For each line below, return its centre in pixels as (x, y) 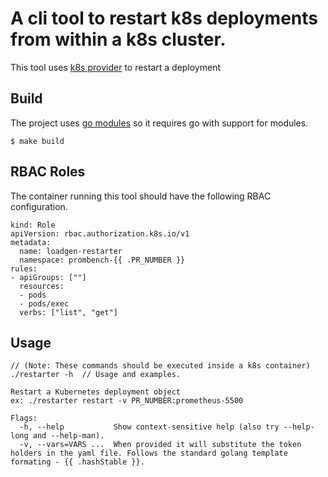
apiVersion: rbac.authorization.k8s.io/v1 (100, 233)
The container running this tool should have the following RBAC (141, 196)
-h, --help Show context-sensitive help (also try (149, 427)
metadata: (31, 242)
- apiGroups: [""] (48, 277)
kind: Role (33, 225)
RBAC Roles (48, 172)
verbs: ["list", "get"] (68, 312)
